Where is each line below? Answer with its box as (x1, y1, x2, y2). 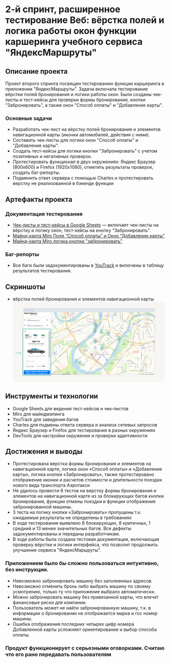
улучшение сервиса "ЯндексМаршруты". (12, 547, 101, 553)
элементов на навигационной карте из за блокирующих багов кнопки (12, 493, 164, 499)
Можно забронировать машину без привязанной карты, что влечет (12, 594, 159, 600)
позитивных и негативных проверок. (12, 154, 93, 160)
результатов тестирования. (12, 268, 72, 274)
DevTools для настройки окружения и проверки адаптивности (12, 432, 148, 438)
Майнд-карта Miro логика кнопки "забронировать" (12, 238, 123, 244)
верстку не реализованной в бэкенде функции (12, 180, 114, 187)
